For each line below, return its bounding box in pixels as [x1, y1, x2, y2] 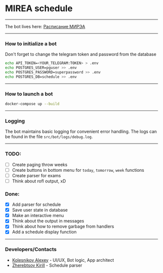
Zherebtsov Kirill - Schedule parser [12, 262, 82, 268]
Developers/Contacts [5, 246, 57, 253]
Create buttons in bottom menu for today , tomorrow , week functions [12, 167, 145, 173]
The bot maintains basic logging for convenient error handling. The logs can [5, 128, 157, 134]
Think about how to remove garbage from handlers [12, 223, 114, 229]
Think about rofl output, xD [12, 178, 66, 184]
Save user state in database [12, 207, 68, 213]
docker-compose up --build [5, 102, 60, 107]
